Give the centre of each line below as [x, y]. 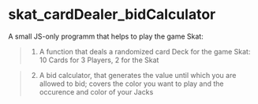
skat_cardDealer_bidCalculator [112, 15]
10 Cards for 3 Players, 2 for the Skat [99, 60]
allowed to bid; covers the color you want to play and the [131, 84]
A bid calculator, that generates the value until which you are [138, 75]
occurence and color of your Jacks [96, 91]
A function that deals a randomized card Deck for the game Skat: [145, 51]
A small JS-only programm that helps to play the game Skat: [106, 36]
